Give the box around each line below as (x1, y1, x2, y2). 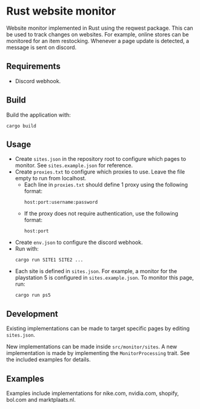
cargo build (6, 123, 36, 129)
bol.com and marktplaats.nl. (6, 396, 76, 403)
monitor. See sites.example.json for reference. (15, 162, 133, 169)
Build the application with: (6, 111, 71, 118)
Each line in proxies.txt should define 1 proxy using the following (24, 181, 188, 189)
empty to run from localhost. (15, 175, 87, 182)
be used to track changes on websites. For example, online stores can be (6, 30, 189, 38)
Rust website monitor (6, 4, 116, 18)
